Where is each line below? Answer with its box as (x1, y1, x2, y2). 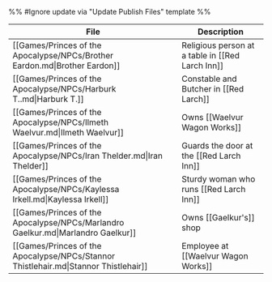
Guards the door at (181, 140, 253, 151)
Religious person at (181, 40, 255, 51)
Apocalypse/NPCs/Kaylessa (12, 184, 120, 194)
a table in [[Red (181, 50, 240, 61)
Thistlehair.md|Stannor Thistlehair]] (12, 261, 148, 271)
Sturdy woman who (181, 173, 256, 185)
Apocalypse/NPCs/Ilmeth (12, 117, 109, 128)
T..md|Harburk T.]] (12, 93, 84, 105)
